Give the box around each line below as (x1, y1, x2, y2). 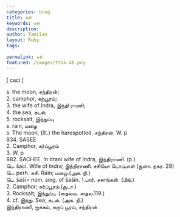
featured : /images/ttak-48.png (6, 59, 86, 65)
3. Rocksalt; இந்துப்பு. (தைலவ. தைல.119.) (6, 189, 105, 197)
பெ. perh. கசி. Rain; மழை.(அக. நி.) (6, 169, 91, 176)
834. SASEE (6, 136, 36, 143)
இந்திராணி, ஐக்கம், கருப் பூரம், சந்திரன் (6, 203, 97, 210)
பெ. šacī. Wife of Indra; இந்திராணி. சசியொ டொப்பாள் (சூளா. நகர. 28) (6, 162, 175, 170)
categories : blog (6, 8, 50, 15)
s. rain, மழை (6, 122, 38, 129)
